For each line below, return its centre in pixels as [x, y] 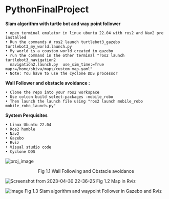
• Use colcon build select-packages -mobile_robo [59, 97]
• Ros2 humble [20, 129]
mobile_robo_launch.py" [31, 106]
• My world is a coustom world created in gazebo [59, 51]
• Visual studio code [28, 147]
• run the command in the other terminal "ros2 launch [65, 55]
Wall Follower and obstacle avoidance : [48, 83]
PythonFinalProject [47, 9]
